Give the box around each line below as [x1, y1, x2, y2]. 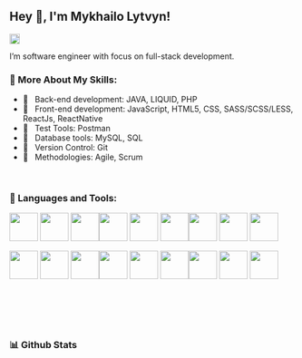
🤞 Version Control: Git [22, 142, 109, 153]
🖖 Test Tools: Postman [22, 123, 111, 134]
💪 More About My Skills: [9, 73, 118, 86]
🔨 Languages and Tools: [9, 192, 118, 205]
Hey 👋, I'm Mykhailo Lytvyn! [9, 9, 170, 24]
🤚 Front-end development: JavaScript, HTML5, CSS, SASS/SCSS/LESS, [22, 103, 294, 114]
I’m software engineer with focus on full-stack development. [9, 51, 235, 62]
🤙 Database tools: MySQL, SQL [22, 132, 143, 143]
